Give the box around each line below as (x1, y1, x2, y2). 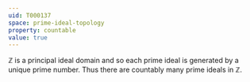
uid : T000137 (8, 11, 52, 20)
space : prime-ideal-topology (8, 19, 105, 27)
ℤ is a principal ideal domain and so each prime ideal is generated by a (8, 56, 240, 65)
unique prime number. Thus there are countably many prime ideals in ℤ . (8, 65, 242, 75)
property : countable (8, 26, 77, 34)
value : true (8, 33, 48, 42)
